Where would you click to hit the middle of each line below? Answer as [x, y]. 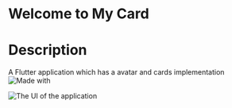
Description [48, 50]
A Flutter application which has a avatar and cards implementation [116, 72]
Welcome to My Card [79, 14]
